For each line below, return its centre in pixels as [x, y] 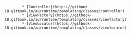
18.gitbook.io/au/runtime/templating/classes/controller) [65, 11]
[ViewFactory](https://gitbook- [59, 15]
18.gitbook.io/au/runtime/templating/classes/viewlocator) [66, 28]
